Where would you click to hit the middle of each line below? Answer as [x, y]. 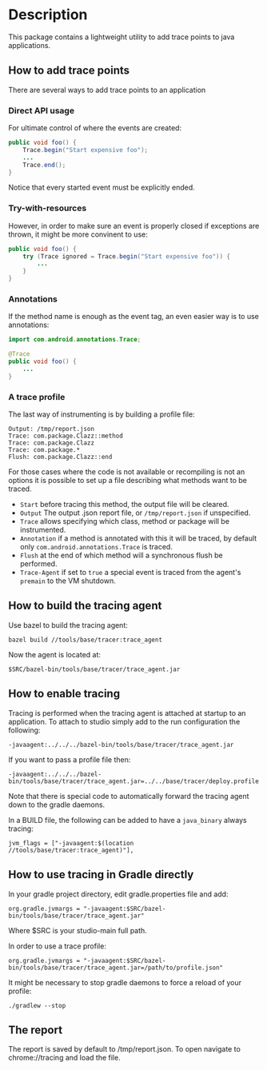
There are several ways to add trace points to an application [107, 90]
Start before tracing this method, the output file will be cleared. [124, 505]
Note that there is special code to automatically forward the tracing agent [129, 796]
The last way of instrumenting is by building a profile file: [102, 414]
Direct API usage [41, 110]
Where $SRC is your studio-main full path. [78, 930]
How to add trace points [69, 71]
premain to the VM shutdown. [68, 581]
